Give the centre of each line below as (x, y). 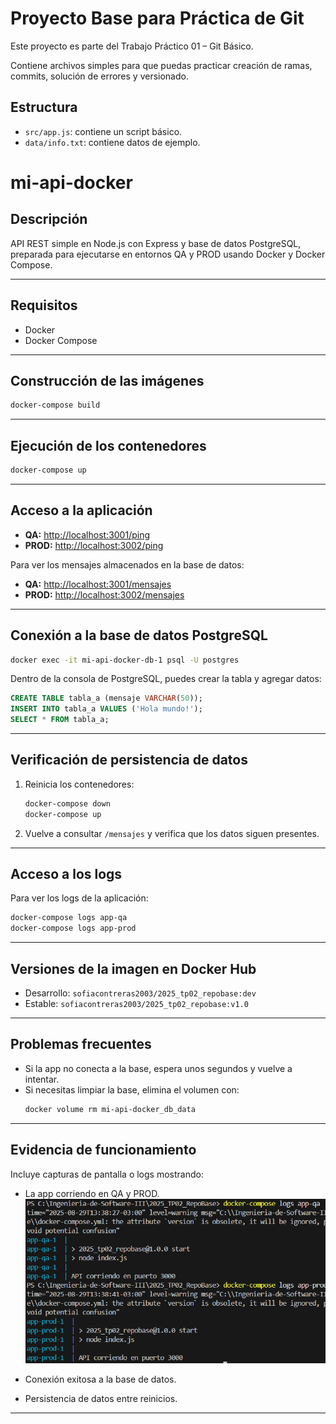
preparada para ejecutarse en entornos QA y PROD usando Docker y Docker (168, 254)
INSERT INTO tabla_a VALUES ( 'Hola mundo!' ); (106, 709)
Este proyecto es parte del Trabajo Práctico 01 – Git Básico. (132, 46)
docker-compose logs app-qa (69, 918)
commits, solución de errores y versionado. (99, 76)
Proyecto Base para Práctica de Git (157, 18)
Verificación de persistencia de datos (129, 760)
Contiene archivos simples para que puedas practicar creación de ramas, (161, 65)
